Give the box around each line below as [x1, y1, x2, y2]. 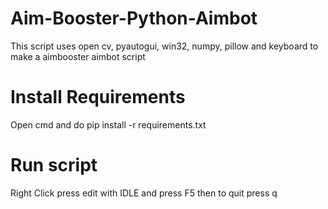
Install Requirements [10, 86, 186, 109]
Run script [10, 154, 98, 177]
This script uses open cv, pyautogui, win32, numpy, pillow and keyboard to [10, 40, 319, 52]
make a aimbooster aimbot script [10, 50, 146, 62]
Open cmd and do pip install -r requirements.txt [10, 118, 207, 131]
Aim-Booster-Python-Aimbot [10, 7, 258, 30]
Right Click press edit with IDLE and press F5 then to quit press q [10, 187, 278, 199]
